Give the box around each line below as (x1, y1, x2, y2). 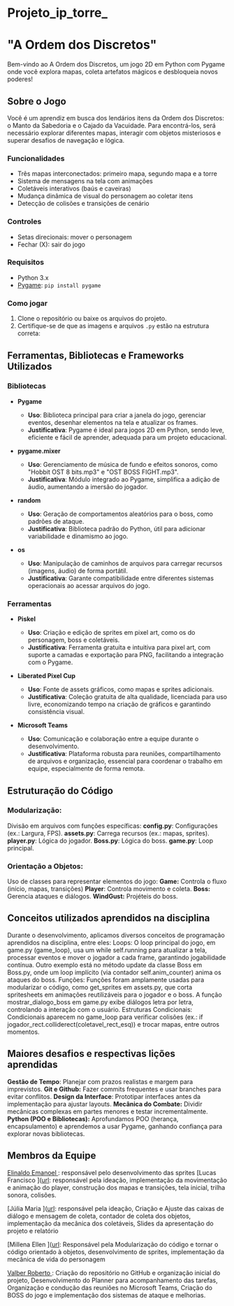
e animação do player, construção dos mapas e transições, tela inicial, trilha (7, 1183, 226, 1191)
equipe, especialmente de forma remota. (27, 764, 145, 773)
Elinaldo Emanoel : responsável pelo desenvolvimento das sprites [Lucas (7, 1168, 217, 1177)
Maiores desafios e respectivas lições (7, 1048, 176, 1060)
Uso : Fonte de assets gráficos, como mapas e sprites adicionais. (27, 685, 214, 694)
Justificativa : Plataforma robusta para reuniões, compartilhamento (27, 750, 221, 758)
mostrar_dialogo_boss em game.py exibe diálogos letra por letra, (7, 997, 194, 1006)
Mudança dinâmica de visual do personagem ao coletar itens (17, 192, 193, 200)
